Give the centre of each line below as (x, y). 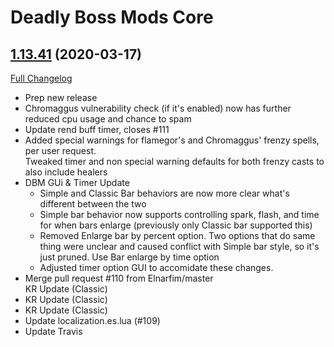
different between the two (93, 204)
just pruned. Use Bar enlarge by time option (129, 257)
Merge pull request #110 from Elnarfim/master (119, 278)
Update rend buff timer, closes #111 (97, 129)
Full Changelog (41, 78)
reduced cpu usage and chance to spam (108, 119)
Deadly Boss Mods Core (112, 17)
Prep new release (61, 97)
